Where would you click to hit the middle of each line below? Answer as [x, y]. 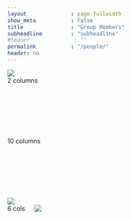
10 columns [24, 141]
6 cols [16, 208]
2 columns [23, 80]
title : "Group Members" [66, 27]
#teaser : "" [47, 40]
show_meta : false [50, 20]
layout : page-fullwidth [64, 14]
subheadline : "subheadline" [63, 34]
